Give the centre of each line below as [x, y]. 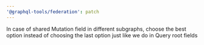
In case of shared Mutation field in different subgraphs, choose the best [97, 29]
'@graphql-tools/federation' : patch [53, 12]
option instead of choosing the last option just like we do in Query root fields [102, 35]
